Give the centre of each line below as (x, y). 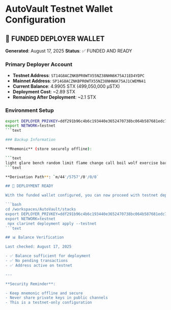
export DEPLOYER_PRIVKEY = (33, 121)
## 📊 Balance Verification (35, 237)
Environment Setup (30, 110)
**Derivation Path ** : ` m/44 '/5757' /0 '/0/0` (52, 177)
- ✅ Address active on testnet (39, 265)
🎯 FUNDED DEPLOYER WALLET (55, 39)
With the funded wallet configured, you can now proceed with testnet (82, 195)
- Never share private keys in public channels (57, 298)
